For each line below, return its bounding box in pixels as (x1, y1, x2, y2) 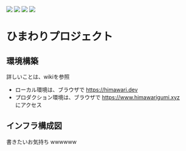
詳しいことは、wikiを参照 (6, 73, 70, 80)
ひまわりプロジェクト (6, 30, 114, 44)
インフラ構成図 (6, 121, 63, 131)
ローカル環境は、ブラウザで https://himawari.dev (15, 86, 138, 93)
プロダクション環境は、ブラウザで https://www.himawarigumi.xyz (15, 94, 181, 100)
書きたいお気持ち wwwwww (6, 138, 77, 146)
